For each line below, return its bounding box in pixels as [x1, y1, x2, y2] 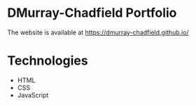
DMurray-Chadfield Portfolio [7, 5, 177, 21]
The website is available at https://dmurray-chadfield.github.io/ [7, 28, 189, 37]
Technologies [7, 53, 89, 69]
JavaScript [17, 91, 49, 99]
